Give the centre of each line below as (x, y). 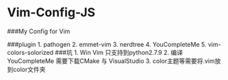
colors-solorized (30, 52)
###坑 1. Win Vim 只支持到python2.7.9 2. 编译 (119, 52)
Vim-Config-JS (51, 13)
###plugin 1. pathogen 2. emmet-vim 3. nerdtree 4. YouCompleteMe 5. (107, 44)
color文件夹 (29, 69)
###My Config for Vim (39, 31)
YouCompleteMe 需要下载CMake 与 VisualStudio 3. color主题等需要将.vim (111, 61)
